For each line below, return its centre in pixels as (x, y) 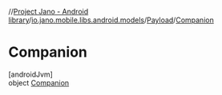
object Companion (39, 82)
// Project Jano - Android (48, 12)
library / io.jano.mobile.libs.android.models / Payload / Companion (111, 20)
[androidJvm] (31, 74)
